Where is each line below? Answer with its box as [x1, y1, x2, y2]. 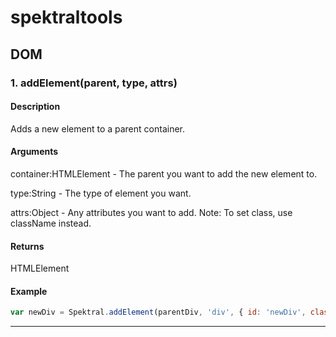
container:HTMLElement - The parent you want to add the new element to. [10, 167, 318, 180]
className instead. [10, 217, 92, 229]
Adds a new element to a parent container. [10, 122, 185, 135]
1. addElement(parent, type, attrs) [10, 76, 178, 90]
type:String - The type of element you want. [10, 187, 192, 199]
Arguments [10, 146, 59, 158]
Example [10, 285, 48, 297]
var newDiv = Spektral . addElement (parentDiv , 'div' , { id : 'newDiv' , [10, 307, 307, 318]
